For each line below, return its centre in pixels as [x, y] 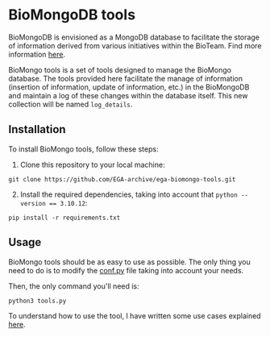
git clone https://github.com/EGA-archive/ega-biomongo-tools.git [122, 179]
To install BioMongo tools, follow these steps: [83, 149]
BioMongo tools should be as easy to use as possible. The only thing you [130, 262]
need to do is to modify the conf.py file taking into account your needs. [126, 270]
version [33, 203]
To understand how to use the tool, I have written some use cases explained [135, 315]
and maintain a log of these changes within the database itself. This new [128, 95]
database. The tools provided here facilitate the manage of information [126, 78]
